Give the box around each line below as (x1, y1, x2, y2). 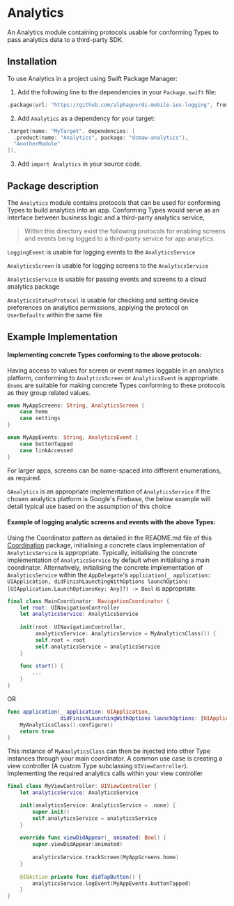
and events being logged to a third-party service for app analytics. (24, 234, 215, 243)
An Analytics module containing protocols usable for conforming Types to (7, 28, 219, 36)
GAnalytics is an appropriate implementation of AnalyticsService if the (7, 487, 210, 496)
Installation (7, 56, 57, 68)
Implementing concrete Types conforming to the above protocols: (7, 350, 202, 359)
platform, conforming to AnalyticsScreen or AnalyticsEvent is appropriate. (7, 373, 220, 382)
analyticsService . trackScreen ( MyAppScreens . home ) (32, 854, 179, 861)
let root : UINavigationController (19, 604, 120, 611)
